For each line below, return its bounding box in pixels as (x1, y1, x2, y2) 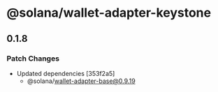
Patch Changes (6, 54, 60, 63)
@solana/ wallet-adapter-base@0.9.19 (27, 77, 136, 85)
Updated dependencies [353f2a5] (16, 69, 115, 77)
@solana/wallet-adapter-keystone (6, 5, 211, 21)
